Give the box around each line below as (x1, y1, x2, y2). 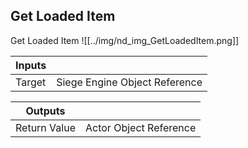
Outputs (25, 104, 66, 118)
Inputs (15, 58, 47, 72)
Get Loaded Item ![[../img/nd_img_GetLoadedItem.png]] (10, 34, 240, 46)
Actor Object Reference (84, 120, 197, 134)
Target (15, 75, 47, 89)
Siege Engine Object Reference (56, 75, 203, 89)
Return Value (15, 120, 76, 134)
